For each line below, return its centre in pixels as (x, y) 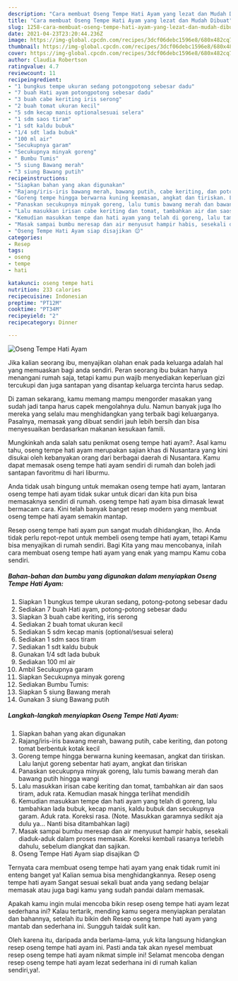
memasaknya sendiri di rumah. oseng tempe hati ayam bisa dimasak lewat (116, 501)
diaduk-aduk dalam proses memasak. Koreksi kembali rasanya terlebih (121, 838)
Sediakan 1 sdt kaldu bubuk (58, 646)
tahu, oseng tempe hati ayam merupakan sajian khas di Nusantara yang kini (118, 450)
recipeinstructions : (38, 178)
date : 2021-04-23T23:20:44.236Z (55, 34)
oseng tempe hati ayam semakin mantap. (68, 516)
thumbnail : (24, 47)
